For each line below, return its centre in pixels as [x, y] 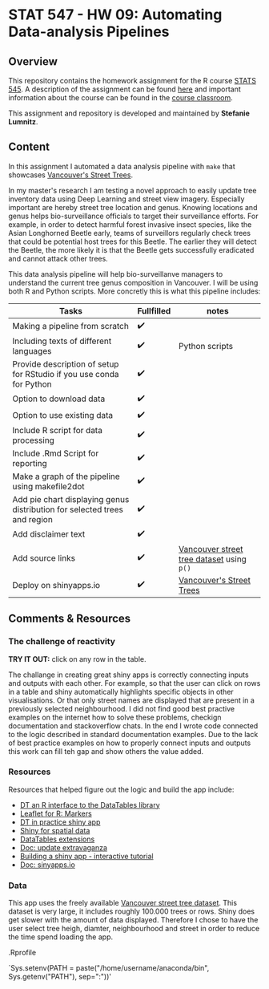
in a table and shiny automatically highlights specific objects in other [121, 691]
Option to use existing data [63, 415]
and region [33, 519]
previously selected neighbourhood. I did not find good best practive [121, 708]
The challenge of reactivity [62, 642]
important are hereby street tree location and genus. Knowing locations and [133, 207]
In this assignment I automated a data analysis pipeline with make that [122, 166]
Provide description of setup [66, 364]
